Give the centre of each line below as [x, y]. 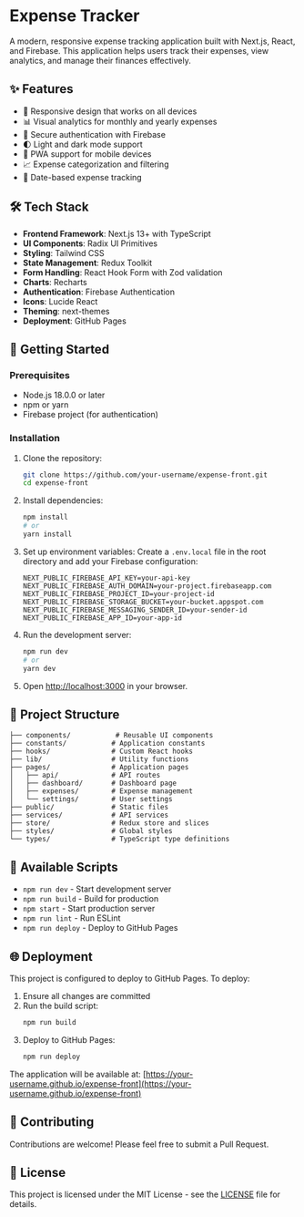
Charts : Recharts [55, 282]
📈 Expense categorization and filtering [96, 164]
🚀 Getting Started [60, 349]
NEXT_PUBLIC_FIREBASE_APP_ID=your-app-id [102, 618]
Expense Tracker [75, 16]
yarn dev [39, 668]
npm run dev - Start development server [97, 889]
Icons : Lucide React [60, 301]
